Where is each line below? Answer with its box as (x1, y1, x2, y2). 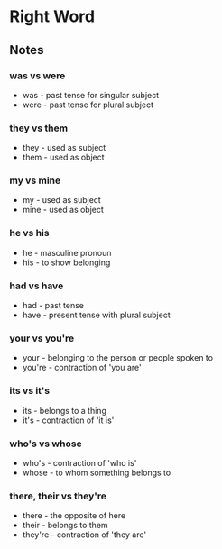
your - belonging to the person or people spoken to (22, 352, 214, 363)
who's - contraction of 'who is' (22, 457, 137, 468)
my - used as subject (22, 195, 101, 206)
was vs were (9, 69, 66, 82)
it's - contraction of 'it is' (22, 415, 115, 425)
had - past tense (22, 300, 84, 311)
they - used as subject (22, 142, 106, 153)
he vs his (9, 227, 50, 240)
